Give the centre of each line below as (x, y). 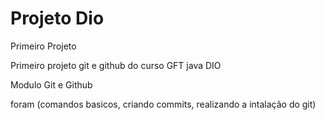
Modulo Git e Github (51, 84)
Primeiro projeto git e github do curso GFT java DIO (116, 65)
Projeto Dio (57, 18)
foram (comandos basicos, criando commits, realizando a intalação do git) (163, 104)
